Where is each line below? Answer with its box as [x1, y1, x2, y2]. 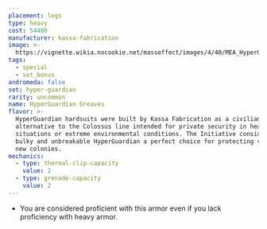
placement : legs [8, 11, 62, 20]
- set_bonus [15, 71, 56, 79]
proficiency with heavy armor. [19, 212, 118, 221]
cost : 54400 [8, 26, 48, 34]
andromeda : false [8, 78, 66, 86]
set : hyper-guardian [8, 85, 77, 94]
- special [15, 64, 48, 72]
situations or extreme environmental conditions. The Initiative [15, 130, 237, 138]
